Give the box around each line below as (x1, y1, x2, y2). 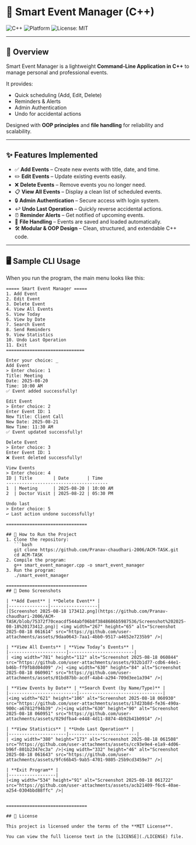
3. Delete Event (6, 301, 45, 307)
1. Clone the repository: (6, 537, 69, 543)
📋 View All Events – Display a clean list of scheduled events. (14, 188, 162, 195)
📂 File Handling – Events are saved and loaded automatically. (14, 218, 162, 225)
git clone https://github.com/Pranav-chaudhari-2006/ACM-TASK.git (13, 547, 179, 553)
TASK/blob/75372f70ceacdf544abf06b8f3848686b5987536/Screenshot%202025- (6, 619, 187, 625)
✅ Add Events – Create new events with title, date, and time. (14, 166, 160, 173)
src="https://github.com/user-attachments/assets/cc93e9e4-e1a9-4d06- (6, 741, 181, 748)
